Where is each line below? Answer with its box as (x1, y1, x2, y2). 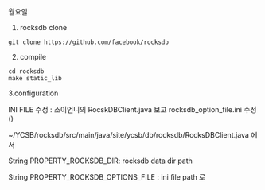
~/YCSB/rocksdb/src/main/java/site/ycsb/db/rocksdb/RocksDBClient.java (8, 130, 249, 139)
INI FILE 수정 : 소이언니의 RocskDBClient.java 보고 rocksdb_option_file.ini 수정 (8, 105, 257, 114)
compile (19, 52, 46, 61)
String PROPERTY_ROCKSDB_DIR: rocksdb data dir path (8, 156, 193, 165)
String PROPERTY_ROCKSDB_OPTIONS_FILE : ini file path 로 (8, 173, 206, 181)
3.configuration (8, 88, 59, 98)
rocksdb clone (19, 23, 68, 32)
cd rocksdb (8, 68, 45, 76)
